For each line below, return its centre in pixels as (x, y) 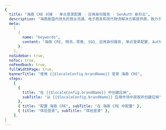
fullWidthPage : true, (31, 70)
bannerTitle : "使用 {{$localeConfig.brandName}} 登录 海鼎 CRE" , (76, 74)
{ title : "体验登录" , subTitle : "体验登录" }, (64, 111)
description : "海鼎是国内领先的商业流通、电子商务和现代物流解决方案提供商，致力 (84, 19)
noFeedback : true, (28, 65)
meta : (15, 23)
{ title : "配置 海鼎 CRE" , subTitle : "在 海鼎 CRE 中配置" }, (80, 106)
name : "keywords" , (41, 38)
